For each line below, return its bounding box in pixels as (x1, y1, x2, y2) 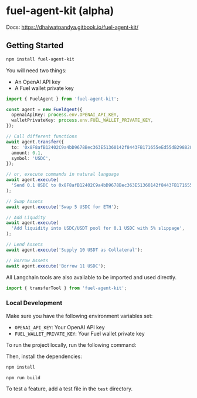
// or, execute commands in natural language (6, 172, 119, 178)
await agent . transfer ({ (6, 139, 64, 145)
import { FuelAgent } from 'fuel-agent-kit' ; (6, 96, 119, 102)
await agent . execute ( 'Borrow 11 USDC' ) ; (6, 263, 107, 269)
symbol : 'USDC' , (11, 155, 51, 161)
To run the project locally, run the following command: (6, 341, 137, 348)
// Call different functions (6, 133, 77, 139)
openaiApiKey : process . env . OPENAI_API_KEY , (11, 112, 119, 118)
